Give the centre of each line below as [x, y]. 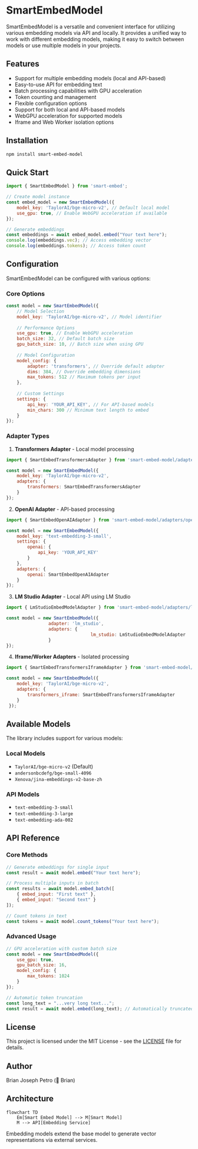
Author [19, 1066]
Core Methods [27, 855]
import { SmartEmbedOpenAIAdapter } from [58, 520]
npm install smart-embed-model [44, 154]
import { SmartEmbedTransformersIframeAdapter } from [74, 668]
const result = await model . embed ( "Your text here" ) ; [74, 873]
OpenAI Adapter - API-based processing [65, 509]
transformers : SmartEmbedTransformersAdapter [84, 487]
